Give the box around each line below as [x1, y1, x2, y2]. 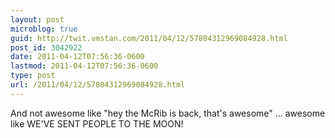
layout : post [10, 14, 65, 25]
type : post [10, 71, 56, 81]
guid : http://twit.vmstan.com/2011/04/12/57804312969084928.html [10, 33, 288, 43]
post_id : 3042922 [10, 42, 83, 53]
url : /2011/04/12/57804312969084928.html [10, 80, 186, 90]
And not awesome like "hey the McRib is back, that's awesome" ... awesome [10, 107, 326, 119]
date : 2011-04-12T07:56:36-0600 [10, 52, 145, 62]
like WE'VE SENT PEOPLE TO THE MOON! [10, 117, 184, 130]
